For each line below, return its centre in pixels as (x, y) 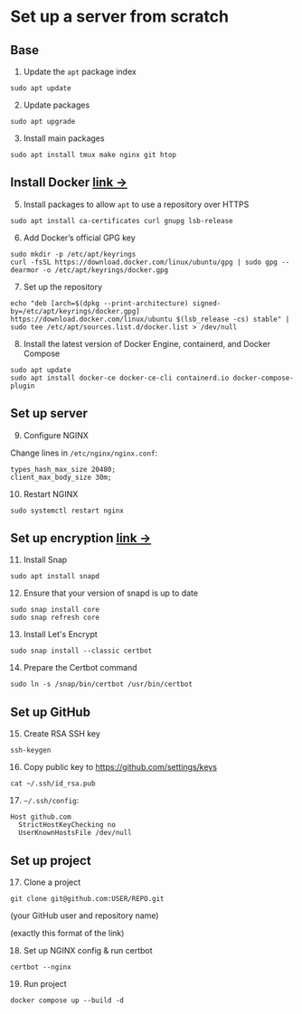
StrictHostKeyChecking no (67, 825)
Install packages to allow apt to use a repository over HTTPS (136, 204)
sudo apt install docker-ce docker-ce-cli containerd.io (120, 378)
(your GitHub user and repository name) (85, 915)
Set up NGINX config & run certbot (88, 951)
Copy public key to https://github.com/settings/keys (120, 767)
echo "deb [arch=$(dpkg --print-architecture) (99, 303)
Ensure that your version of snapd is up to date (110, 593)
